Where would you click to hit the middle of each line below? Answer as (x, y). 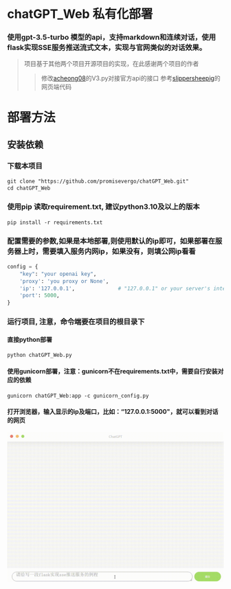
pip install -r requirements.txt (55, 222)
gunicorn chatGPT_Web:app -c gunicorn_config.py (78, 395)
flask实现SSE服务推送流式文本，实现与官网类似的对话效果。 (107, 47)
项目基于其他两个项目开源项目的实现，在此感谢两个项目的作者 (111, 64)
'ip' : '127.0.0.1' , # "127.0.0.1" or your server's (115, 288)
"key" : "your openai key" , (58, 274)
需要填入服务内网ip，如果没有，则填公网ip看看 (119, 251)
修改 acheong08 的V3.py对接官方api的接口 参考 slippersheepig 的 (131, 78)
